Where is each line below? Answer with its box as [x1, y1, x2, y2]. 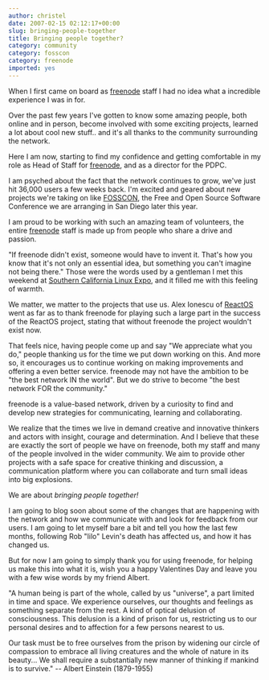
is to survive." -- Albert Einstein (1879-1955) [8, 663, 153, 673]
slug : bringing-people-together [8, 27, 116, 35]
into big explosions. [8, 474, 73, 484]
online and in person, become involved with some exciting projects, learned [8, 118, 259, 129]
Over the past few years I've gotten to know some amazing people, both [8, 110, 247, 120]
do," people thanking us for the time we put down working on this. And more [8, 349, 261, 359]
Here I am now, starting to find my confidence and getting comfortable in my [8, 151, 261, 161]
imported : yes [8, 64, 56, 72]
